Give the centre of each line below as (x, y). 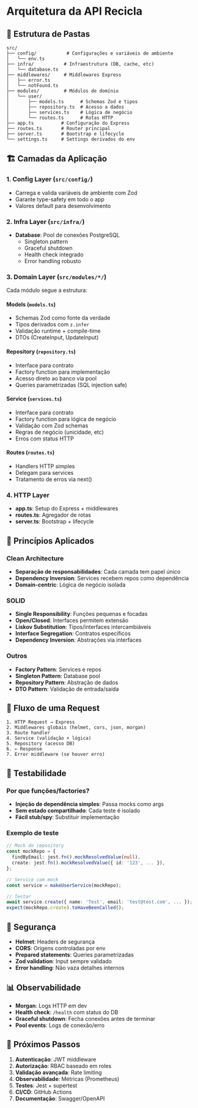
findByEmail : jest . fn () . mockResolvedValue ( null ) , (76, 857)
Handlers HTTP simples (45, 466)
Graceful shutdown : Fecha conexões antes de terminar (85, 1018)
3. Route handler (28, 733)
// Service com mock (33, 879)
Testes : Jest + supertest (46, 1085)
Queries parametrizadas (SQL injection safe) (71, 385)
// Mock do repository (35, 846)
